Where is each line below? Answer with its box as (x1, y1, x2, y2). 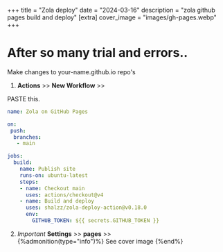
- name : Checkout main (19, 185, 85, 192)
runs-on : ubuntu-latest (19, 171, 89, 179)
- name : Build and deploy (19, 198, 95, 205)
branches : (13, 133, 42, 141)
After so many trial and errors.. (7, 45, 188, 61)
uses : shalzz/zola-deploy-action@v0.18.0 (25, 204, 148, 211)
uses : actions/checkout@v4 (25, 191, 104, 199)
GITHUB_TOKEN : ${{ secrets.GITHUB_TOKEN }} (32, 217, 159, 224)
